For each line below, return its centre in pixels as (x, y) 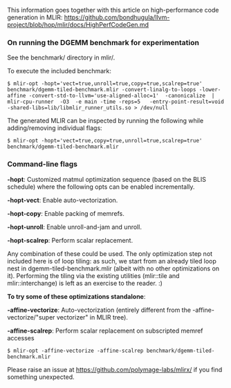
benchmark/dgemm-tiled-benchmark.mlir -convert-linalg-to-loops (102, 90)
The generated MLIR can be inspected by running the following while (105, 121)
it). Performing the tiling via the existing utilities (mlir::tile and (93, 275)
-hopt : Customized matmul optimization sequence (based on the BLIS (107, 179)
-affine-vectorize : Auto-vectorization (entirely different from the (99, 310)
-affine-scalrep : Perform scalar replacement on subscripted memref (105, 331)
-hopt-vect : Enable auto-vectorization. (63, 200)
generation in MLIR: (35, 17)
